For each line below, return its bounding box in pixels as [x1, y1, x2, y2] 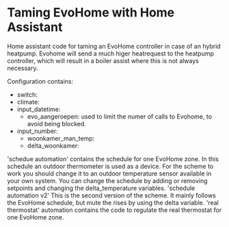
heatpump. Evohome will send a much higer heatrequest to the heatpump [7, 49, 214, 58]
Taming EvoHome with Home [7, 5, 175, 21]
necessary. [7, 64, 39, 72]
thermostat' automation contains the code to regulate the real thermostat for [7, 206, 222, 214]
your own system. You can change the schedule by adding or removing [7, 176, 208, 184]
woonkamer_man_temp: [27, 134, 95, 142]
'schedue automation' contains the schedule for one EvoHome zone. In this [7, 154, 219, 163]
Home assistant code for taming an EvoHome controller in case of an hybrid [7, 42, 221, 50]
